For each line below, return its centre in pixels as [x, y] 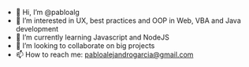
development [37, 29]
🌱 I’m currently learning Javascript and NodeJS [92, 37]
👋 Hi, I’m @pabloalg [48, 12]
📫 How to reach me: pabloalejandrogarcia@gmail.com [104, 54]
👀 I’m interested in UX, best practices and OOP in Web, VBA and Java [128, 20]
